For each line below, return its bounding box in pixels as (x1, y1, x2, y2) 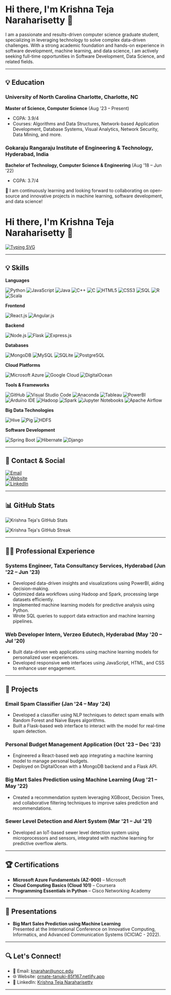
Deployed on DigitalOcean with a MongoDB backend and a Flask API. (12, 763, 158, 769)
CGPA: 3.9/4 (12, 115, 39, 121)
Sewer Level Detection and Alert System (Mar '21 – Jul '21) (5, 817, 152, 825)
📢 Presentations (5, 907, 57, 916)
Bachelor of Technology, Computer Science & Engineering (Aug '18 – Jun (5, 162, 162, 168)
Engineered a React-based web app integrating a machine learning (12, 753, 153, 759)
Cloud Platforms (5, 362, 41, 368)
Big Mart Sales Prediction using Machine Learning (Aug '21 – (5, 776, 158, 783)
